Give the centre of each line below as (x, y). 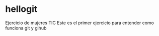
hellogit (21, 9)
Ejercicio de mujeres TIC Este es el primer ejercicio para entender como (80, 23)
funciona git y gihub (26, 28)
